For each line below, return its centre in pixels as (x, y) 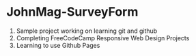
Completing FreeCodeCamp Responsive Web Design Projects (103, 38)
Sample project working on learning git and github (87, 31)
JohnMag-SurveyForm (72, 12)
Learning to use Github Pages (58, 45)
